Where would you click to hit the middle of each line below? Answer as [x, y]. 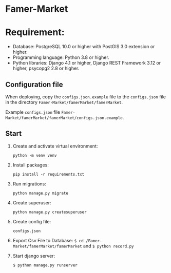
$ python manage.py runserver [45, 265]
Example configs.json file [33, 112]
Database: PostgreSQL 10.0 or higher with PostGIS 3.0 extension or [84, 47]
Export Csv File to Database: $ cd [48, 240]
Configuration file [34, 84]
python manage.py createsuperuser [50, 212]
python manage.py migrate [40, 193]
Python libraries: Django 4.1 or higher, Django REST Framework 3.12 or [87, 63]
